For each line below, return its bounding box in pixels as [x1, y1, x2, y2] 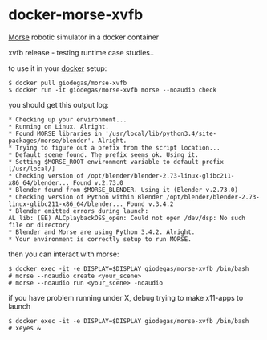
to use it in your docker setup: [8, 63, 107, 73]
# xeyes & [8, 324, 42, 332]
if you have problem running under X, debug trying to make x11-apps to [8, 293, 244, 302]
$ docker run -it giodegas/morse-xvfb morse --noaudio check [8, 86, 217, 94]
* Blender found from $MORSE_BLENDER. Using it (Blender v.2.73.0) [8, 186, 239, 194]
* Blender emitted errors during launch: [8, 207, 149, 215]
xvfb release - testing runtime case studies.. [8, 47, 155, 57]
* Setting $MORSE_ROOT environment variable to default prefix [8, 158, 225, 166]
